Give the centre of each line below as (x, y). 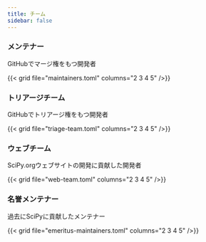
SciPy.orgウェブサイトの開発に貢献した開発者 (74, 165)
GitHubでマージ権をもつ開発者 (52, 63)
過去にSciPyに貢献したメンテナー (56, 216)
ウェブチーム (29, 149)
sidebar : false (30, 21)
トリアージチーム (36, 98)
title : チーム (27, 14)
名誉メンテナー (33, 199)
